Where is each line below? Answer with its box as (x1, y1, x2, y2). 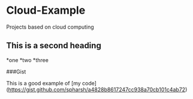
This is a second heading (6, 41, 102, 51)
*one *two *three (6, 56, 49, 63)
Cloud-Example (6, 4, 86, 17)
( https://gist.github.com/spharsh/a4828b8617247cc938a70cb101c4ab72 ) (6, 86, 188, 93)
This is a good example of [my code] (6, 79, 97, 86)
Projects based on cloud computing (6, 23, 94, 30)
